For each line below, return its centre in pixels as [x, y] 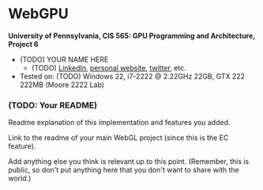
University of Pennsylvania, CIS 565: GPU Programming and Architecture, [131, 36]
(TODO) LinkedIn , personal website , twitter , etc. [109, 67]
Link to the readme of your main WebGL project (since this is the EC [118, 138]
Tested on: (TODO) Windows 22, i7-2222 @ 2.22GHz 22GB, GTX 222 [132, 76]
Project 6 [23, 44]
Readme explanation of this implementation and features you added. [119, 123]
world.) [20, 178]
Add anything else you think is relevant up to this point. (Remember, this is [129, 161]
